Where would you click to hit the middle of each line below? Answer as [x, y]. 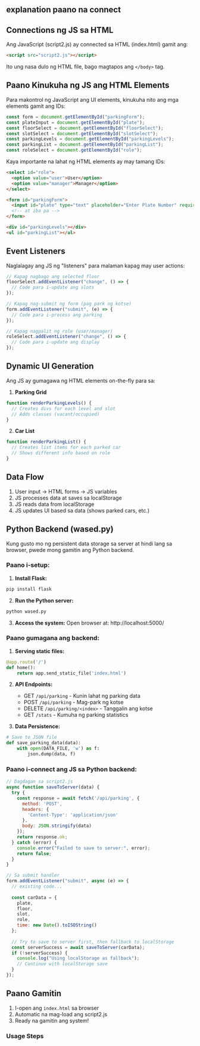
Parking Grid [31, 392]
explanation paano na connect [63, 10]
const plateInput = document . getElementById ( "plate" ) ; [76, 122]
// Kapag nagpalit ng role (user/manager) [60, 331]
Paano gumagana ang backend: [53, 638]
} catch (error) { [35, 842]
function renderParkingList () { [46, 442]
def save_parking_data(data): [44, 743]
